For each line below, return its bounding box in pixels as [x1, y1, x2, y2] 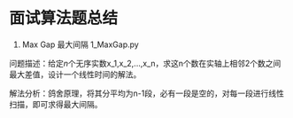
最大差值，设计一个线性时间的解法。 [9, 68, 142, 80]
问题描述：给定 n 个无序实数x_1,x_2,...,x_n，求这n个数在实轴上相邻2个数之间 [9, 58, 281, 68]
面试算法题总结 [9, 8, 119, 28]
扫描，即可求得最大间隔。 [9, 98, 103, 109]
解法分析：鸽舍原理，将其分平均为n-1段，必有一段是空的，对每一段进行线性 [9, 88, 285, 98]
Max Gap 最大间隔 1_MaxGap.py [21, 39, 139, 50]
